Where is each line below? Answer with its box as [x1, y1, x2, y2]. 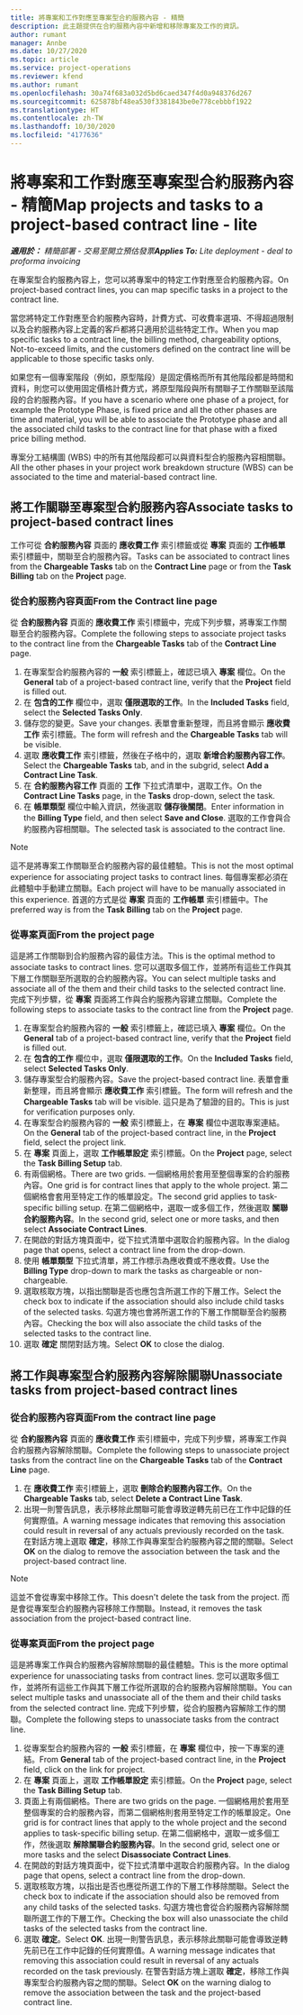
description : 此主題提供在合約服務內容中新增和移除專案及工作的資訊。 [10, 22, 244, 31]
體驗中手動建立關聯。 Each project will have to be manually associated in [17, 883, 286, 893]
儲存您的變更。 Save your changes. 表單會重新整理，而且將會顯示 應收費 [22, 718, 291, 728]
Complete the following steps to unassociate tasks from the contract [26, 1714, 280, 1725]
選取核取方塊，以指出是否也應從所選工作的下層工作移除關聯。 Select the [22, 1881, 290, 1891]
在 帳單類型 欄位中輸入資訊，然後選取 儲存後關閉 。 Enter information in [22, 801, 284, 811]
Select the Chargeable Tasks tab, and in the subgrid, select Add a [22, 759, 269, 771]
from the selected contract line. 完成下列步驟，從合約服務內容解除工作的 [10, 1703, 279, 1714]
